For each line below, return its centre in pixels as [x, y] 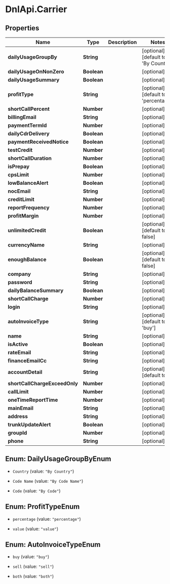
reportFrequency [29, 207]
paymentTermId [27, 125]
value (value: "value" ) [35, 529]
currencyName [26, 245]
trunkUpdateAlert [29, 425]
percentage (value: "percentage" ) [47, 519]
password [20, 282]
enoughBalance [27, 259]
